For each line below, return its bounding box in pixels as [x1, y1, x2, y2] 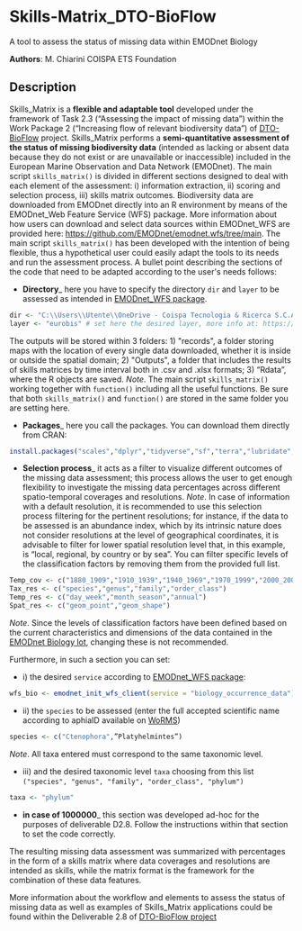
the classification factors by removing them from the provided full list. [22, 558, 280, 569]
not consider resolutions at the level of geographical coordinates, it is [22, 529, 280, 541]
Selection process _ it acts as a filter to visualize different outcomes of [22, 463, 283, 474]
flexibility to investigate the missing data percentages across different [22, 482, 280, 493]
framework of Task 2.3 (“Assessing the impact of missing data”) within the [9, 113, 284, 123]
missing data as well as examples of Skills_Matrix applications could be [9, 901, 273, 912]
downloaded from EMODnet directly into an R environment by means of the [9, 199, 288, 210]
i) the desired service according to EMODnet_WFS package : [22, 671, 246, 682]
